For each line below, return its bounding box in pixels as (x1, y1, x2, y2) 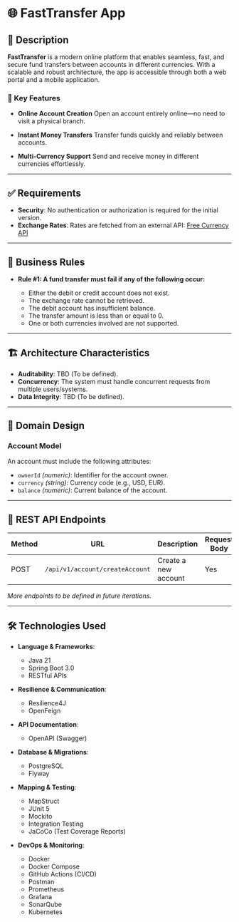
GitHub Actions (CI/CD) (28, 870, 97, 879)
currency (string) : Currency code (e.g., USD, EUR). (17, 479, 166, 487)
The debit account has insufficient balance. (28, 304, 156, 312)
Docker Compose (28, 862, 80, 871)
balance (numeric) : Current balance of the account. (17, 486, 168, 494)
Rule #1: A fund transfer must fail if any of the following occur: (17, 274, 205, 283)
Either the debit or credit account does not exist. (28, 289, 170, 297)
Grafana (28, 893, 53, 901)
